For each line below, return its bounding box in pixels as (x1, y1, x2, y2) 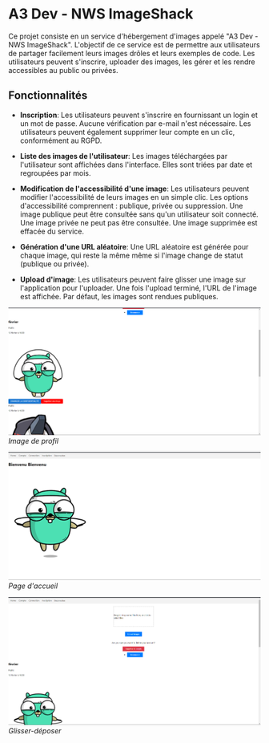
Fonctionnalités (8, 89, 88, 103)
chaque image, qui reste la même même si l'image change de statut (19, 250, 243, 260)
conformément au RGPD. (19, 136, 102, 145)
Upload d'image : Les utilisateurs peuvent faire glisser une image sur (19, 274, 247, 284)
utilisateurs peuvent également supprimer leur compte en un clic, (19, 127, 235, 136)
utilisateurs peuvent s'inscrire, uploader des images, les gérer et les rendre (8, 57, 256, 67)
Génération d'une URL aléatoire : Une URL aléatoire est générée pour (19, 242, 249, 251)
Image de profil (8, 436, 58, 446)
